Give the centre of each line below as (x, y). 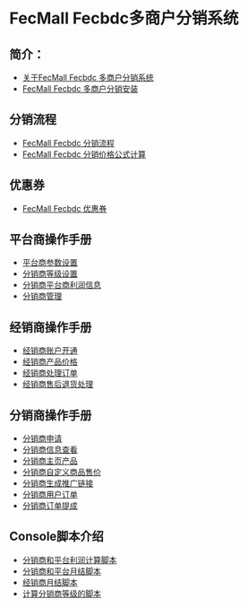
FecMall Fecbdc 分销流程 (68, 143)
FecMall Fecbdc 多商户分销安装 (80, 89)
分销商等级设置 (50, 273)
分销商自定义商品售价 (61, 473)
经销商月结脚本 (50, 582)
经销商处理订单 (50, 373)
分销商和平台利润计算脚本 (69, 559)
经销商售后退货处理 (58, 384)
